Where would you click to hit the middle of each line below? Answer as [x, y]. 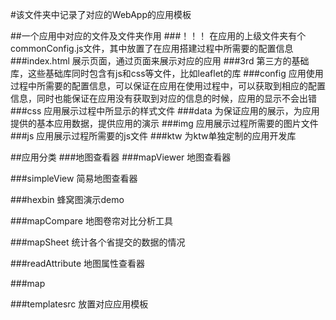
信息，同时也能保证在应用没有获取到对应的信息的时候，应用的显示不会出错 [163, 98]
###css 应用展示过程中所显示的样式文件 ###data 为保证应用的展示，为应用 [165, 111]
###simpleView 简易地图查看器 [74, 178]
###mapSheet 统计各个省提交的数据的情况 [98, 242]
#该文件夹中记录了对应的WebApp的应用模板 [101, 14]
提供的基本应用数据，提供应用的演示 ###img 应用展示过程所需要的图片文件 [164, 123]
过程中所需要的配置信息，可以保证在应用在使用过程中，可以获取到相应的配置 [168, 86]
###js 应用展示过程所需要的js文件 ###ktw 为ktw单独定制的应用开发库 [153, 136]
